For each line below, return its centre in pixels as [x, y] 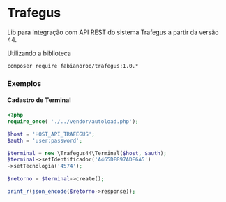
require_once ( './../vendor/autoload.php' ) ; [73, 121]
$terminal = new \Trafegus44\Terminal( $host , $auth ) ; [87, 153]
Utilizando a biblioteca [39, 53]
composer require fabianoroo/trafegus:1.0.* [73, 66]
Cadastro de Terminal [39, 100]
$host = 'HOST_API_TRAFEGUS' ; [51, 134]
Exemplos [24, 83]
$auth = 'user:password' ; [45, 140]
